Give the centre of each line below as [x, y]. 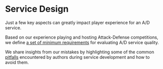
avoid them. [17, 62]
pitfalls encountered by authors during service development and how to [77, 57]
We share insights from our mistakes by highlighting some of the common [80, 52]
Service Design [37, 9]
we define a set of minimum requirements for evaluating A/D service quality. [82, 42]
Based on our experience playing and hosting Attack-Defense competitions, [82, 37]
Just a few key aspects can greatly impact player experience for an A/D [78, 23]
